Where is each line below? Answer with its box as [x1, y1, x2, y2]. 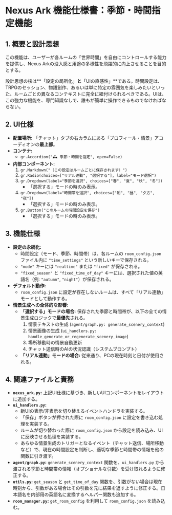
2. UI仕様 [5, 120, 34, 129]
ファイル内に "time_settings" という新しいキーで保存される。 [20, 256, 152, 263]
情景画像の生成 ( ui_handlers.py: [28, 327, 97, 334]
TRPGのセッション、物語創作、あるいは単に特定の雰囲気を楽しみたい [5, 84, 152, 90]
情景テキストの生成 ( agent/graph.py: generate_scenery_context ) [28, 321, 165, 327]
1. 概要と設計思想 [5, 40, 59, 48]
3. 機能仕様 [5, 229, 40, 238]
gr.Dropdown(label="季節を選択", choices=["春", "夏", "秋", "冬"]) [20, 178, 163, 183]
